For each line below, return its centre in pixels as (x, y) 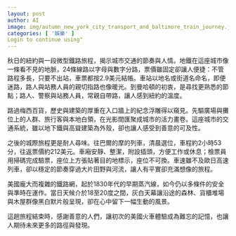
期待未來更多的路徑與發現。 (53, 225)
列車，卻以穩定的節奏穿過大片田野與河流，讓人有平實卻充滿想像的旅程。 (112, 169)
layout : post (26, 14)
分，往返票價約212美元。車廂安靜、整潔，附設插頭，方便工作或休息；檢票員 (117, 152)
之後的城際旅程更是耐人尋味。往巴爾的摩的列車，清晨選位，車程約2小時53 (114, 143)
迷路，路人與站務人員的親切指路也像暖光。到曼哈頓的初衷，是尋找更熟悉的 (115, 87)
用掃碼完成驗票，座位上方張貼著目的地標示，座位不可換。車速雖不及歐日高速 (118, 160)
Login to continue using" (45, 40)
